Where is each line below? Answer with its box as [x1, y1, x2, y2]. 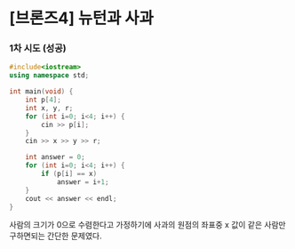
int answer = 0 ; [25, 153, 86, 162]
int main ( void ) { [9, 87, 74, 96]
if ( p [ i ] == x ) [41, 170, 98, 179]
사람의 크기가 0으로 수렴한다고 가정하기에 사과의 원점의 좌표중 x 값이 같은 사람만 [9, 220, 286, 230]
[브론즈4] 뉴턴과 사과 [9, 8, 154, 28]
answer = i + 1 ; [56, 177, 109, 187]
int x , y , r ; [25, 103, 74, 112]
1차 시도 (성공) [9, 42, 67, 54]
